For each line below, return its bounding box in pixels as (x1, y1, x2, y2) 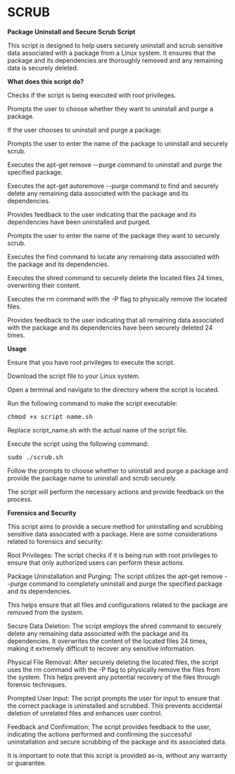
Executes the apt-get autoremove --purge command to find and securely (7, 181, 219, 190)
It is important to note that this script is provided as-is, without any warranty (7, 751, 227, 759)
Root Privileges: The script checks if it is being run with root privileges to (7, 551, 218, 559)
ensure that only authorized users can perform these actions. (7, 558, 185, 567)
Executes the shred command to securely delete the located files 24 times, (7, 273, 224, 282)
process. (7, 494, 33, 504)
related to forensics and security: (7, 537, 103, 546)
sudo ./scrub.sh (7, 453, 63, 461)
